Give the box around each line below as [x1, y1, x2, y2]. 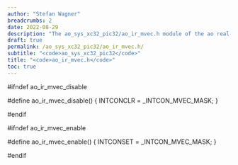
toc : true [7, 63, 37, 70]
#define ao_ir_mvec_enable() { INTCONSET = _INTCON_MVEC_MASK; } [7, 137, 217, 146]
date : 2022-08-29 [7, 23, 59, 30]
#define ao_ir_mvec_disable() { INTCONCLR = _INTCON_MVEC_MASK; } [7, 96, 218, 105]
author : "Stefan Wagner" [7, 10, 81, 18]
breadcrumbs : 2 [7, 17, 52, 24]
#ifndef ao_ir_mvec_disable [7, 82, 87, 91]
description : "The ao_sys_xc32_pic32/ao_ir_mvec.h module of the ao [7, 30, 214, 38]
